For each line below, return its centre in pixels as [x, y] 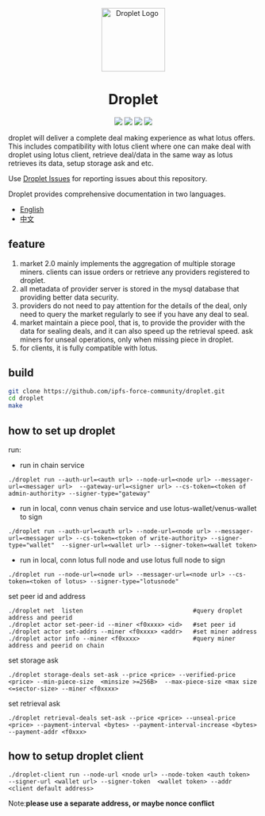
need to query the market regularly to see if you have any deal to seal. [134, 314]
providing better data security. [69, 297]
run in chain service [52, 465]
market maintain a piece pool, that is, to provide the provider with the [132, 323]
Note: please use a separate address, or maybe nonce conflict [111, 803]
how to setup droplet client [76, 756]
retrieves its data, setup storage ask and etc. [81, 163]
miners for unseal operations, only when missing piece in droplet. [127, 339]
